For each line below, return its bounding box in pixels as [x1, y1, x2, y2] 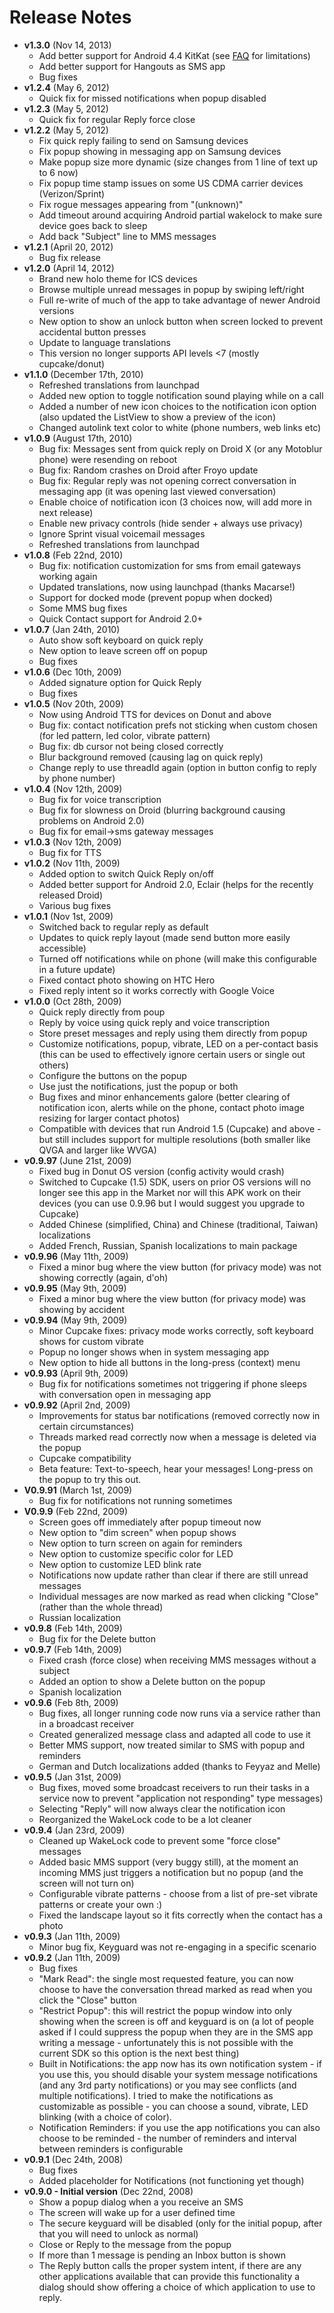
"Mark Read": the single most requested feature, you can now [38, 1972, 294, 1985]
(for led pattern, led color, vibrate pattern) [38, 729, 211, 741]
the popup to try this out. [38, 1473, 142, 1485]
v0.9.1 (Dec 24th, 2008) [23, 2153, 124, 2165]
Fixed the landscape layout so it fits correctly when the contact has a [38, 1909, 324, 1921]
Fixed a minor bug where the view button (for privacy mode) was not [38, 1261, 322, 1273]
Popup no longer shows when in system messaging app [38, 1346, 270, 1358]
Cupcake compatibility [38, 1452, 132, 1464]
